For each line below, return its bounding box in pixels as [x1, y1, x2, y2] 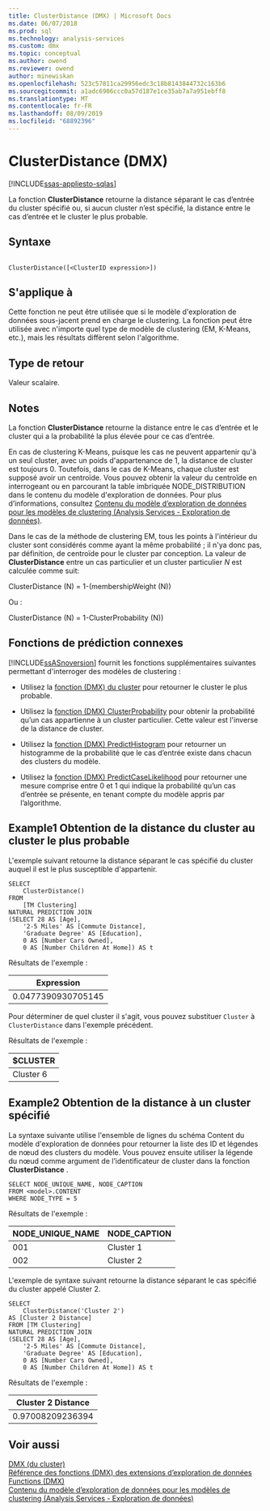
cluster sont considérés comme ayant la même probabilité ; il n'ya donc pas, [8, 540, 263, 550]
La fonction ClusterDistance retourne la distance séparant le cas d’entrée [8, 194, 255, 204]
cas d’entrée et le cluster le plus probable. [8, 211, 148, 221]
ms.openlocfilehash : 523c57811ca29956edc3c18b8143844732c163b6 [8, 79, 226, 87]
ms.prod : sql [8, 27, 53, 35]
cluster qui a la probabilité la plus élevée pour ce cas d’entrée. [8, 431, 215, 441]
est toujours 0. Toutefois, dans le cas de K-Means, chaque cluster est [8, 465, 239, 474]
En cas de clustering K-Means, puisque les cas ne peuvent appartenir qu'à [8, 447, 257, 457]
